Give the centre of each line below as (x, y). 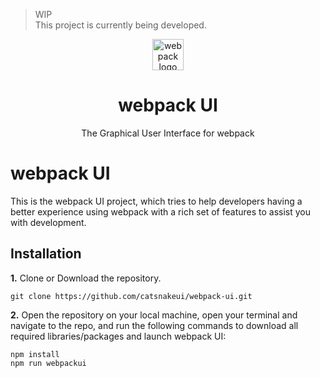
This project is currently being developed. (120, 25)
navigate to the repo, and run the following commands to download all (154, 325)
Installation (46, 254)
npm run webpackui (48, 363)
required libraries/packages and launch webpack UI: (118, 336)
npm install (35, 354)
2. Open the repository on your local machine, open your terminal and (154, 315)
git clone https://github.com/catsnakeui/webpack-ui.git (131, 296)
